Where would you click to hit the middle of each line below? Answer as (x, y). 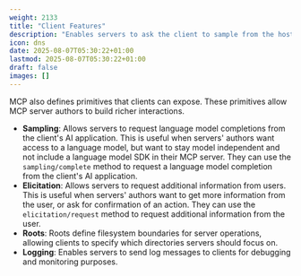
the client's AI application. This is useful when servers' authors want (148, 138)
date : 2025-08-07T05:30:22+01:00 (72, 51)
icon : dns (28, 43)
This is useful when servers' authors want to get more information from (154, 194)
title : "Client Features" (57, 26)
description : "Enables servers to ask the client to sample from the (142, 34)
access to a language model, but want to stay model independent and (151, 147)
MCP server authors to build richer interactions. (97, 111)
